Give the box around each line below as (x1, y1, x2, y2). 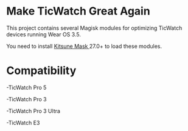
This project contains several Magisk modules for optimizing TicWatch (6, 24, 183, 32)
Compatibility (6, 64, 77, 78)
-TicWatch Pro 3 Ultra (6, 107, 61, 115)
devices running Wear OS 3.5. (6, 30, 81, 38)
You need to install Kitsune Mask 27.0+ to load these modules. (6, 42, 162, 50)
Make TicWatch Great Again (6, 4, 150, 18)
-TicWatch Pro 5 (6, 84, 47, 91)
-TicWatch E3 (6, 119, 40, 126)
